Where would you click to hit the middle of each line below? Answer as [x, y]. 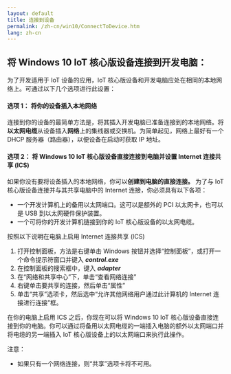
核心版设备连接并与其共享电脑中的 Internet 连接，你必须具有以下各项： [107, 190]
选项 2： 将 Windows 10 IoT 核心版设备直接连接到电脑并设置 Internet [104, 156]
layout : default [30, 13]
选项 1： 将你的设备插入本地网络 [52, 106]
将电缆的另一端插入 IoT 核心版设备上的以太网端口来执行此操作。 [97, 335]
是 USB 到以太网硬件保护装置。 [61, 213]
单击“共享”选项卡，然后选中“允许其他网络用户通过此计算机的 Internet [114, 294]
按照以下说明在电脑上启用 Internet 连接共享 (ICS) [76, 236]
